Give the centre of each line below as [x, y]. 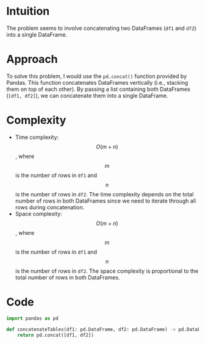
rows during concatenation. [50, 207]
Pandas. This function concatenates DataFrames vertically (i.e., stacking [97, 82]
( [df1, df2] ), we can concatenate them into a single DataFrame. [87, 95]
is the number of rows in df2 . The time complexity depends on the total [104, 194]
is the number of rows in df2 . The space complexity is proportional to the [107, 271]
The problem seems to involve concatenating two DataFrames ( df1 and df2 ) [101, 28]
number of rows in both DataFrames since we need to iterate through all [106, 201]
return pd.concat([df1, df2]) [56, 335]
